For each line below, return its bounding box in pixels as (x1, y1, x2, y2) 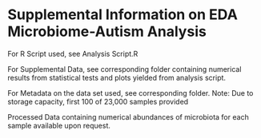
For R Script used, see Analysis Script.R (7, 49, 139, 58)
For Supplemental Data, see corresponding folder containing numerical (7, 64, 242, 73)
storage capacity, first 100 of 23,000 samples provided (7, 97, 189, 106)
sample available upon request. (7, 120, 111, 130)
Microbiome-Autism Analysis (7, 22, 207, 41)
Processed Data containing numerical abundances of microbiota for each (7, 112, 249, 121)
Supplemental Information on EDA (7, 6, 238, 24)
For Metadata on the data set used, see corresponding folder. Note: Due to (7, 88, 254, 97)
